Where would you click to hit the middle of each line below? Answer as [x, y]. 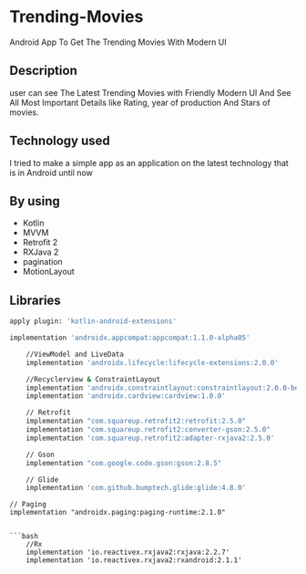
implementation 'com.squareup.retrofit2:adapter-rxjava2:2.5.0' [150, 438]
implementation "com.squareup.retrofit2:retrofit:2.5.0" [136, 422]
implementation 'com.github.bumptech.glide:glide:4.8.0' [136, 488]
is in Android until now [51, 172]
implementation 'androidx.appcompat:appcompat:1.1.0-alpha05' [130, 338]
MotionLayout [48, 272]
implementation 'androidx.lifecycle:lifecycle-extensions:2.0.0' [153, 362]
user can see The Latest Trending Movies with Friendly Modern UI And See [150, 92]
